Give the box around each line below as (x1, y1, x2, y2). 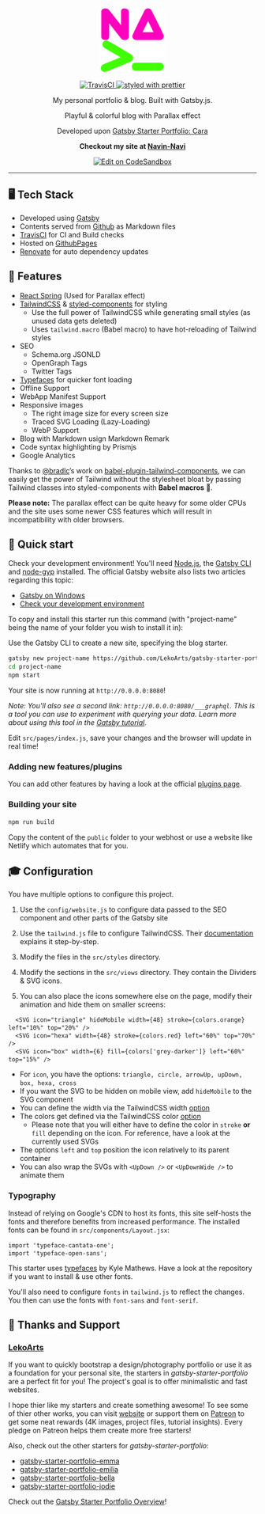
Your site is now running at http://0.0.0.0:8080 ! (8, 685, 166, 696)
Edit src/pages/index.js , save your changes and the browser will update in (8, 733, 252, 743)
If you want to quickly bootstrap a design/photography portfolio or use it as (8, 1360, 252, 1369)
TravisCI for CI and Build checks (19, 230, 125, 239)
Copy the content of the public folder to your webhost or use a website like (8, 832, 253, 842)
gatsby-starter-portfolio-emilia (19, 1465, 119, 1474)
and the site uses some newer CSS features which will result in (8, 507, 212, 516)
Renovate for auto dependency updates (19, 246, 149, 256)
